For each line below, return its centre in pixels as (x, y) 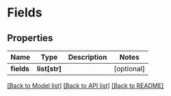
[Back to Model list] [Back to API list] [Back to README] (85, 86)
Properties (30, 38)
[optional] (130, 69)
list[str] (49, 69)
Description (88, 57)
